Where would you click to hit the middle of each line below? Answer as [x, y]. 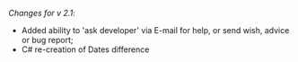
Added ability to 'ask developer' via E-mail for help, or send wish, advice [155, 30]
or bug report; [47, 40]
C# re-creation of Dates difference [85, 49]
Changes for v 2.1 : [42, 13]
